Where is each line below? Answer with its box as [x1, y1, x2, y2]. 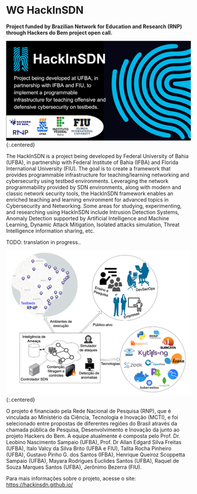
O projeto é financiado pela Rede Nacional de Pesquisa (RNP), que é [6, 408, 171, 415]
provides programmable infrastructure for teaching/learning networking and [6, 171, 189, 179]
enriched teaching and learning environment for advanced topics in [6, 196, 169, 203]
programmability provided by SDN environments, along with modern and [6, 184, 181, 191]
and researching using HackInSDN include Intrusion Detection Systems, [6, 209, 179, 216]
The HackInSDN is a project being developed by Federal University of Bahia [6, 153, 189, 160]
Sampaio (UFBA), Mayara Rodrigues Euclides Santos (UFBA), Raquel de [6, 458, 179, 465]
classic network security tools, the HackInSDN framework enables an [6, 190, 174, 197]
